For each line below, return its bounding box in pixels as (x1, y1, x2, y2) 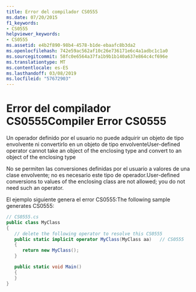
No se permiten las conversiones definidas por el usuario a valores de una (6, 165, 191, 172)
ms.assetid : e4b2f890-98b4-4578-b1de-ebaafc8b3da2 (6, 43, 136, 49)
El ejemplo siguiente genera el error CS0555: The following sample (6, 196, 170, 203)
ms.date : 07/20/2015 (6, 14, 58, 20)
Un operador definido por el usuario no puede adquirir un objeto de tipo (6, 135, 184, 142)
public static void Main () (14, 264, 82, 270)
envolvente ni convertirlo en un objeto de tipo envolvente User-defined (6, 141, 180, 148)
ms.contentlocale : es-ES (6, 64, 69, 71)
